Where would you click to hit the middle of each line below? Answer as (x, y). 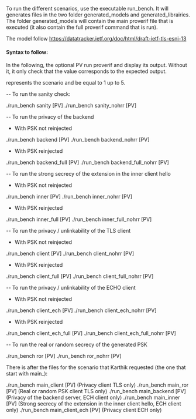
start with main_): (27, 374)
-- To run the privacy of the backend (50, 117)
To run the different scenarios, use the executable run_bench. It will (87, 9)
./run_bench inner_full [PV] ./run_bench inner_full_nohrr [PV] (79, 219)
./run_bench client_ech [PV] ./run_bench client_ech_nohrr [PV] (81, 310)
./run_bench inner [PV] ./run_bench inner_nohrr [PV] (69, 197)
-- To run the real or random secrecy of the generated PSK (77, 345)
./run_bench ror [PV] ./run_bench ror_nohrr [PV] (64, 356)
